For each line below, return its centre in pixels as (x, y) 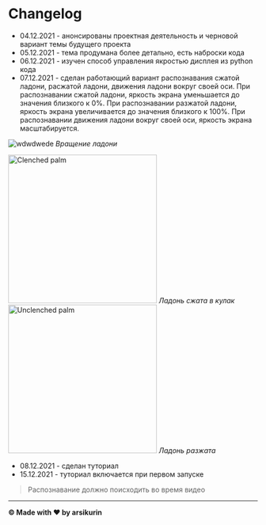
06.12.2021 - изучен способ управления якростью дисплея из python (136, 61)
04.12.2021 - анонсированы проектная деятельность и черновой (129, 36)
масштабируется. (49, 128)
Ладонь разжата (187, 450)
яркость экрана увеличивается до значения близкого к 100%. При (132, 111)
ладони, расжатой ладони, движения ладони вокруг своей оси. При (135, 86)
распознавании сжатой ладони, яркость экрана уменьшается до (129, 94)
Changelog (45, 14)
